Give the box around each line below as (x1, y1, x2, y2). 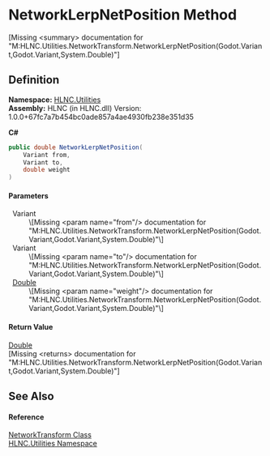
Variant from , (23, 151, 71, 159)
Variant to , (23, 158, 63, 167)
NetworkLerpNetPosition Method (8, 6, 238, 24)
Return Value (8, 322, 54, 331)
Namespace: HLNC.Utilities (8, 95, 101, 104)
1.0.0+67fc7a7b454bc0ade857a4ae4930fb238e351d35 (8, 112, 195, 121)
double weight (23, 166, 71, 174)
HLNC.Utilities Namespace (8, 439, 97, 449)
